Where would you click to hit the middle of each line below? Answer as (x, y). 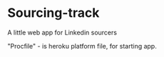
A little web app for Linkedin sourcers (62, 32)
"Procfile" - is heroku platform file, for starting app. (82, 46)
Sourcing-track (53, 13)
